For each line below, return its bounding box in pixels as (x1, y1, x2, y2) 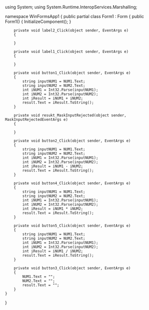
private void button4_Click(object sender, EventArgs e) (14, 181, 131, 186)
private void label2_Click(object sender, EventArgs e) (14, 28, 129, 33)
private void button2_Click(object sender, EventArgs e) (14, 138, 131, 143)
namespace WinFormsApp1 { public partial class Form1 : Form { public (5, 14, 144, 19)
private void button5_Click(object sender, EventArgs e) (14, 223, 131, 228)
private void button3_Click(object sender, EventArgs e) (14, 266, 131, 271)
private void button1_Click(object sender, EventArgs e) (14, 70, 131, 75)
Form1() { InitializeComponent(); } (5, 19, 72, 24)
